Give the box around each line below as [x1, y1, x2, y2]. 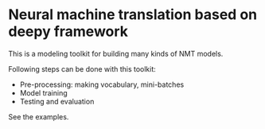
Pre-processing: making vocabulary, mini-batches [19, 80, 185, 89]
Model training [19, 88, 68, 97]
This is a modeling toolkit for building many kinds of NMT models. [8, 49, 224, 58]
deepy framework [8, 22, 129, 41]
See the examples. [8, 111, 69, 121]
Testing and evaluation [19, 96, 95, 106]
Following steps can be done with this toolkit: [8, 64, 157, 73]
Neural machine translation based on [8, 6, 257, 24]
